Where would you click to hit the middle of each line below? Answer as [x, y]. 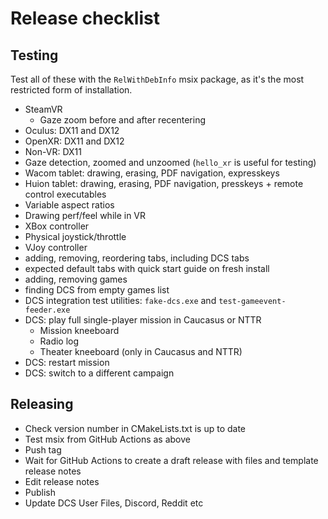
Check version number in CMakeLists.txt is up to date [135, 428]
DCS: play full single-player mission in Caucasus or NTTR [143, 320]
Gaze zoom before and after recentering [122, 120]
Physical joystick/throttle [75, 236]
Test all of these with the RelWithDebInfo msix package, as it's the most [157, 79]
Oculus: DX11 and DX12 [72, 130]
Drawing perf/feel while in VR [85, 215]
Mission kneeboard [79, 330]
